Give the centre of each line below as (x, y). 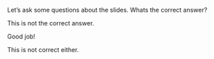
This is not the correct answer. (51, 23)
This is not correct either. (43, 50)
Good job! (22, 36)
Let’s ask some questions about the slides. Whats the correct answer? (107, 10)
